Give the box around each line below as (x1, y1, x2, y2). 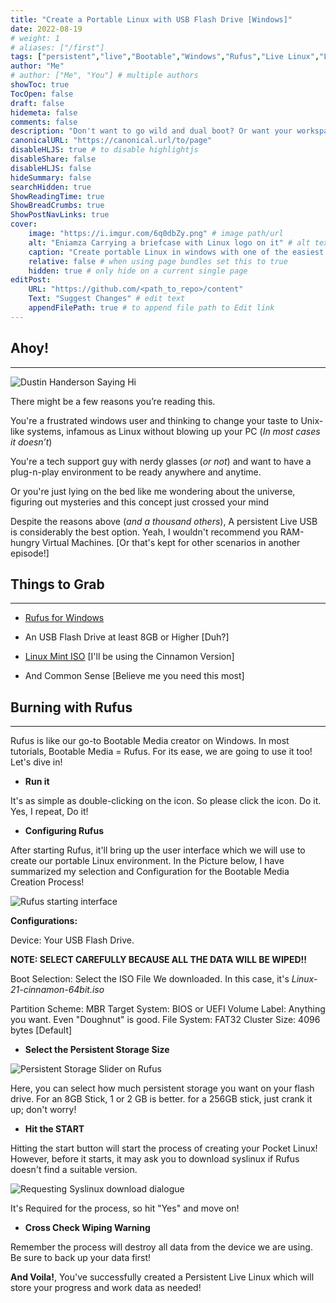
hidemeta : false (10, 107, 78, 118)
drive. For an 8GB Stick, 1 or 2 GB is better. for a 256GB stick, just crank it (10, 1093, 313, 1105)
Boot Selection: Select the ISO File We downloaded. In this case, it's (10, 973, 290, 985)
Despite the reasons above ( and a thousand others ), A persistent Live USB (10, 515, 318, 527)
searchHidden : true (10, 182, 92, 192)
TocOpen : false (10, 89, 74, 99)
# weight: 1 (10, 33, 60, 43)
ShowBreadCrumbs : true (10, 201, 105, 211)
